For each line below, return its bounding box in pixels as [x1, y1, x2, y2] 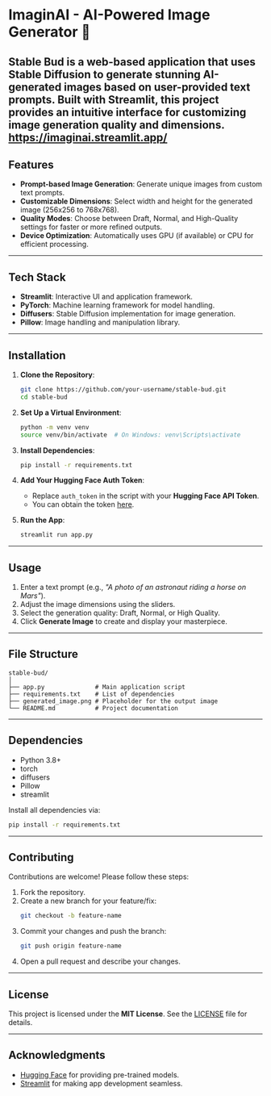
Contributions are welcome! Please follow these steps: [8, 872, 190, 881]
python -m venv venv [19, 423, 90, 431]
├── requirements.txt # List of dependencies [8, 690, 175, 698]
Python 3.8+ [19, 755, 62, 764]
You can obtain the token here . [31, 500, 135, 509]
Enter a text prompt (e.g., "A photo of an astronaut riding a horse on [19, 583, 247, 592]
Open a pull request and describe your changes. [19, 956, 181, 966]
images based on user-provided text [64, 80, 251, 94]
